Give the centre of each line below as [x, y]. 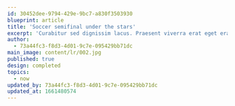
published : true [31, 59]
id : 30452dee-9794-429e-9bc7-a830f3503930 [70, 14]
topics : [19, 72]
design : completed [34, 66]
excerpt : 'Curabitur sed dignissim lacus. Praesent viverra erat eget [112, 33]
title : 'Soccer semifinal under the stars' [72, 26]
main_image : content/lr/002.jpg [54, 53]
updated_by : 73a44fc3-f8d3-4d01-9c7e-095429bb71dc [83, 85]
